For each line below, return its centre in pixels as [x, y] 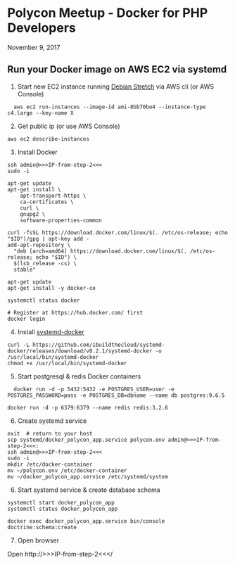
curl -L [19, 345]
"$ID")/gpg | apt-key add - [49, 239]
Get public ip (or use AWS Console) [69, 126]
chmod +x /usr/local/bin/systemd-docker [68, 363]
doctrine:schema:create [42, 527]
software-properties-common [61, 220]
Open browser [38, 540]
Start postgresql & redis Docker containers [79, 376]
